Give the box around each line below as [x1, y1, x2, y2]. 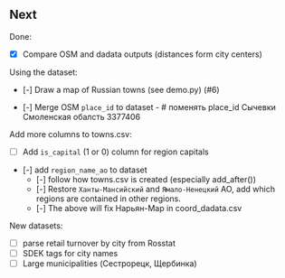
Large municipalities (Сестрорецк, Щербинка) [22, 258, 197, 269]
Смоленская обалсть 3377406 [22, 111, 141, 122]
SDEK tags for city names [22, 248, 119, 258]
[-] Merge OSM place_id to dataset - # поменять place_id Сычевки [22, 101, 276, 112]
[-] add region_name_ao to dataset [22, 164, 147, 175]
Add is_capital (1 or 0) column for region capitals [22, 146, 210, 157]
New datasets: [9, 220, 63, 231]
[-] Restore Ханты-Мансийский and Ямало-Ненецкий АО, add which [35, 183, 276, 194]
